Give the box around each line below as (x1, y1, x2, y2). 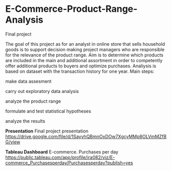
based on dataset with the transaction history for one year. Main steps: (5, 68, 155, 74)
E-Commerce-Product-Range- (5, 3, 138, 15)
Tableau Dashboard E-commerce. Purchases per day (5, 148, 119, 155)
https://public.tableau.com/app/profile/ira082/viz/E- (5, 154, 115, 160)
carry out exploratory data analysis (5, 88, 79, 94)
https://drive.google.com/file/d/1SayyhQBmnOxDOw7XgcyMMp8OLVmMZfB (5, 133, 167, 139)
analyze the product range (5, 98, 61, 104)
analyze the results (5, 118, 46, 124)
